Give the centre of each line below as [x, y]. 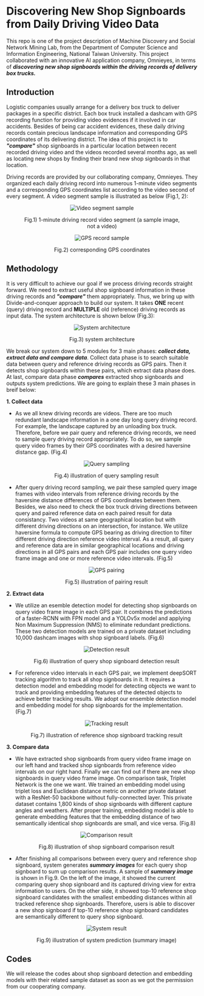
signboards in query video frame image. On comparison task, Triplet [100, 778]
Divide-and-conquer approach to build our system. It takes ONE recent [95, 302]
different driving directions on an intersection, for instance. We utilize [101, 526]
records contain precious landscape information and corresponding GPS [97, 132]
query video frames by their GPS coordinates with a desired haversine [103, 445]
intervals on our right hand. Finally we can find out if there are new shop [105, 771]
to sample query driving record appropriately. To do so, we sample [98, 439]
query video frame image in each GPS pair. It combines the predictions [104, 612]
